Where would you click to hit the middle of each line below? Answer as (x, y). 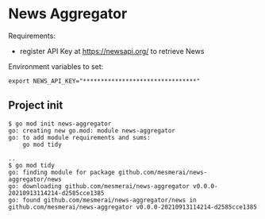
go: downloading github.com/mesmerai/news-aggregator (99, 186)
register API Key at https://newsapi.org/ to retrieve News (112, 51)
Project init (36, 105)
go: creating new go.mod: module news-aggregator (92, 131)
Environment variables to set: (56, 66)
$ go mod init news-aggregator (60, 124)
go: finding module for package (61, 172)
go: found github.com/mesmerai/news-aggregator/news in (102, 200)
